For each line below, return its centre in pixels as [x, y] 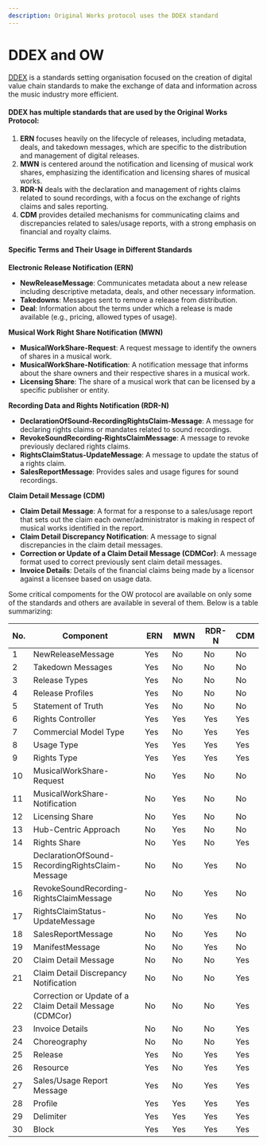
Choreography [60, 1041]
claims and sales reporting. [64, 206]
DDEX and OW [56, 55]
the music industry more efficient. [64, 94]
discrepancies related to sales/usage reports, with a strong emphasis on [138, 223]
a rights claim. [43, 463]
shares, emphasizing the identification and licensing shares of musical [135, 172]
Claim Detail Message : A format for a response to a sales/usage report [136, 511]
